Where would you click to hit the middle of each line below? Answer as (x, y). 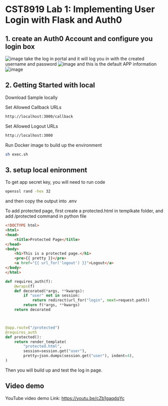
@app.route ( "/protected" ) (32, 327)
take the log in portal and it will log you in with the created (85, 59)
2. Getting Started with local (50, 85)
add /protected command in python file (46, 216)
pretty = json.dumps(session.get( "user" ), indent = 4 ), (79, 356)
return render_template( (40, 342)
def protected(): (23, 337)
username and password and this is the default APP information (81, 64)
